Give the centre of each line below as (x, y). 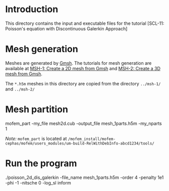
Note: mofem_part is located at (36, 138)
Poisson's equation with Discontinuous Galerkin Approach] (66, 28)
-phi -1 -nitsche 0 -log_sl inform (38, 182)
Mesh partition (37, 109)
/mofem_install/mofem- (92, 139)
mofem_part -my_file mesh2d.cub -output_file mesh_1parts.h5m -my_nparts (84, 123)
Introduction (32, 9)
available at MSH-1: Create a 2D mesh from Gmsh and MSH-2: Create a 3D (83, 68)
